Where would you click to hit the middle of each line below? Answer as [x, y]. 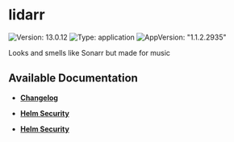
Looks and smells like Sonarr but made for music [90, 52]
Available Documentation [73, 78]
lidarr [27, 15]
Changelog [39, 98]
